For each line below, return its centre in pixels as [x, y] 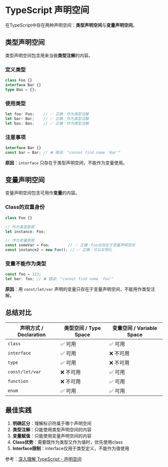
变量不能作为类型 [26, 263]
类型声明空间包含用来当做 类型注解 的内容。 [49, 55]
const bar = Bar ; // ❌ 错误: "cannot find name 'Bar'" [63, 152]
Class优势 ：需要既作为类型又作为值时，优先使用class [67, 442]
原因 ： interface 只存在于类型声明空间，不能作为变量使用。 [66, 163]
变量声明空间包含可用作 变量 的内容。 [42, 193]
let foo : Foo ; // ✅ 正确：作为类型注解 [47, 114]
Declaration [31, 334]
